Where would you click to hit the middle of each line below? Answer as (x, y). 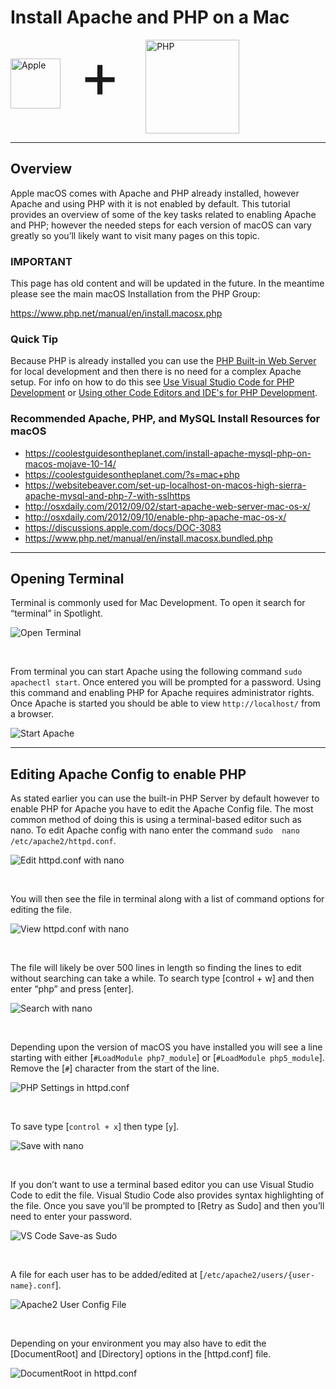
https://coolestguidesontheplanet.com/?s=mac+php (132, 474)
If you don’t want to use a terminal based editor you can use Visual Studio (162, 1185)
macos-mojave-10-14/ (70, 463)
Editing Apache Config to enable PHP (128, 774)
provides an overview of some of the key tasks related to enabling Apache (163, 214)
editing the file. (41, 910)
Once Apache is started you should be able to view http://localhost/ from (165, 703)
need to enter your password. (71, 1217)
